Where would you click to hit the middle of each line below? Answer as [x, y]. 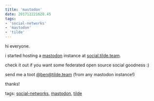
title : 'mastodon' [24, 10]
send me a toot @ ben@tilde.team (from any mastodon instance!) [70, 74]
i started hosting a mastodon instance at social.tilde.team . [63, 56]
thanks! [13, 84]
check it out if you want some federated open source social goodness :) [77, 65]
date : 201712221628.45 [28, 14]
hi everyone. [18, 46]
